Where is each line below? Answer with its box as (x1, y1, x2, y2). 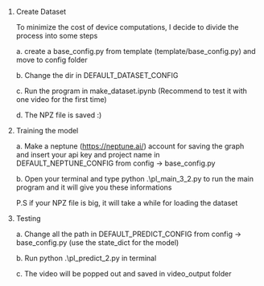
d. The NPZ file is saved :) (15, 110, 102, 120)
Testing (15, 214, 42, 223)
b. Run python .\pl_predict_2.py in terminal (15, 253, 157, 263)
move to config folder (15, 55, 88, 64)
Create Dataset (15, 7, 67, 16)
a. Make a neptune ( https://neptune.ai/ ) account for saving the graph (15, 141, 245, 151)
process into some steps (15, 31, 98, 40)
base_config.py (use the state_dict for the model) (15, 238, 179, 247)
